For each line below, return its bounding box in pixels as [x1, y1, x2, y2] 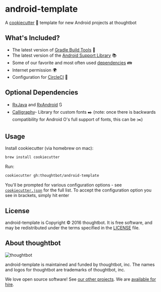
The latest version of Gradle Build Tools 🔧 [12, 47, 96, 52]
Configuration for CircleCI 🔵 [12, 74, 68, 80]
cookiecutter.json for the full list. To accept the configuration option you [5, 187, 152, 193]
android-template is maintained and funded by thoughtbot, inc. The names [5, 261, 155, 268]
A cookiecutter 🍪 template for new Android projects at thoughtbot [5, 20, 137, 25]
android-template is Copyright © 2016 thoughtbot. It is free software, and [5, 219, 153, 225]
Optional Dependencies [5, 88, 79, 97]
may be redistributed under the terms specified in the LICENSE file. [5, 224, 140, 231]
